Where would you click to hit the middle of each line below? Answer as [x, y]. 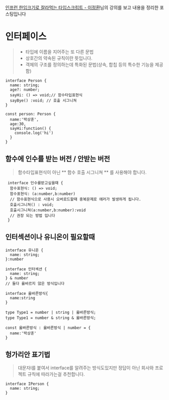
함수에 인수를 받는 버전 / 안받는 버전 [58, 159]
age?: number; [25, 89]
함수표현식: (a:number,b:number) [43, 194]
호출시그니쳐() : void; [32, 205]
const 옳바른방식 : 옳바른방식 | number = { [48, 328]
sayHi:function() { [31, 128]
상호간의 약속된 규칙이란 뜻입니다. [59, 58]
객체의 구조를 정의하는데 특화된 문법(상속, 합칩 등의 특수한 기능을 [90, 64]
